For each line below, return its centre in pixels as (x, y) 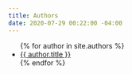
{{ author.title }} (45, 54)
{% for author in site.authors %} (72, 45)
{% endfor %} (43, 62)
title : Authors (33, 16)
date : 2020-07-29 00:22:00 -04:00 (66, 23)
